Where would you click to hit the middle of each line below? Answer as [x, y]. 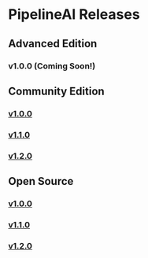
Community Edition [56, 91]
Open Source [41, 181]
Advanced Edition [53, 44]
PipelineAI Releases [74, 15]
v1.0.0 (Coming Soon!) [52, 66]
